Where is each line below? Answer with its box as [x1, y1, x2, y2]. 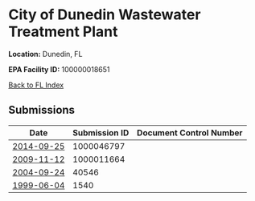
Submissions [8, 103, 75, 117]
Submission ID [72, 127, 130, 138]
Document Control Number [136, 127, 243, 138]
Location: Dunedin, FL [8, 49, 83, 58]
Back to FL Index [8, 80, 64, 90]
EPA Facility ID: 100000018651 [8, 64, 110, 74]
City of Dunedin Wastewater [8, 6, 201, 24]
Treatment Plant [8, 22, 118, 41]
